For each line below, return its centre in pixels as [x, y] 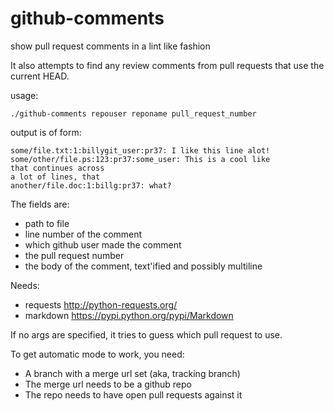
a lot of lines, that [55, 177]
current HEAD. [40, 76]
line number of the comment [83, 234]
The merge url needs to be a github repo [108, 384]
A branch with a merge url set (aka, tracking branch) [132, 373]
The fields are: [40, 204]
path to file [47, 223]
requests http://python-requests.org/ [101, 304]
